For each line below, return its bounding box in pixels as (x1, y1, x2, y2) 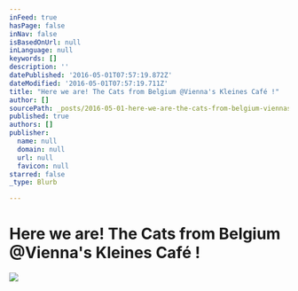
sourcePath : (9, 104, 53, 113)
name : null (17, 137, 58, 145)
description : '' (9, 63, 69, 72)
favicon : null (17, 161, 69, 170)
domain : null (17, 145, 66, 153)
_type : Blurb (9, 178, 58, 187)
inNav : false (9, 29, 58, 38)
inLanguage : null (9, 46, 74, 55)
